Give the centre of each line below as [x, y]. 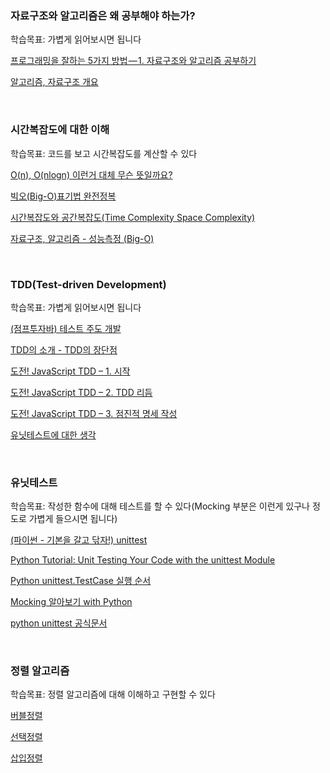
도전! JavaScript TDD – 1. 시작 [70, 371]
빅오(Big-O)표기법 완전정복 [63, 196]
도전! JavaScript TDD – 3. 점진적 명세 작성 [94, 413]
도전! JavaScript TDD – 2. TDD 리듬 [81, 392]
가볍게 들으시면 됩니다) [73, 519]
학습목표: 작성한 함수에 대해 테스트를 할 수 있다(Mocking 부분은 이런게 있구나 [160, 506]
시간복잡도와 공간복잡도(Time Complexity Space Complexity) [133, 217]
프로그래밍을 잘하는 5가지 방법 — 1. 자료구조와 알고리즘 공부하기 [133, 61]
